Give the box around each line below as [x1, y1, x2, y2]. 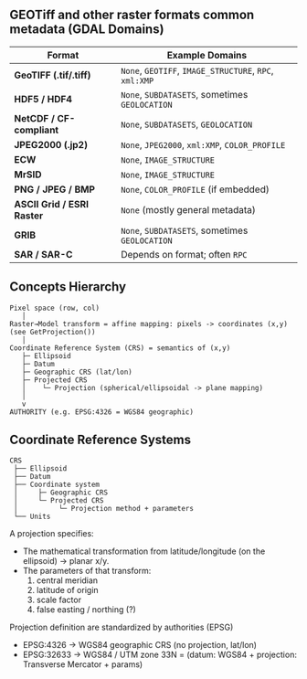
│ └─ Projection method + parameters [13, 504, 195, 514]
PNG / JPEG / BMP [14, 183, 96, 196]
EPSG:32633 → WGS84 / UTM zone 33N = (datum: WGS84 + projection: [22, 649, 297, 661]
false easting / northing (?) [36, 604, 137, 615]
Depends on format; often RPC [120, 248, 249, 260]
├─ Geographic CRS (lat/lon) [21, 367, 132, 377]
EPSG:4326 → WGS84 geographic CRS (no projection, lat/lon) [22, 640, 258, 651]
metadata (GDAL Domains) [9, 22, 164, 37]
